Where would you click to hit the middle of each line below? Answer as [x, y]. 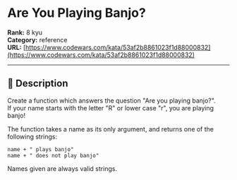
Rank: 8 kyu [25, 32]
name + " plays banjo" [41, 149]
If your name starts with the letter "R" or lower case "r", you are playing [110, 108]
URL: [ [17, 47]
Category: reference [37, 39]
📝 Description [38, 83]
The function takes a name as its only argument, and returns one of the [110, 129]
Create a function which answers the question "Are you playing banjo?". [112, 101]
